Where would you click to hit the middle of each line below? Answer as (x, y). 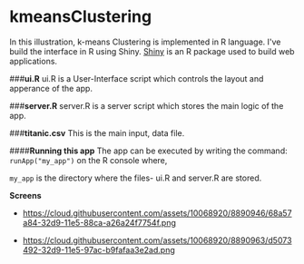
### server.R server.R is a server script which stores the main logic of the (147, 105)
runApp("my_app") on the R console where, (88, 160)
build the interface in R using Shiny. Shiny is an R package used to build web (152, 51)
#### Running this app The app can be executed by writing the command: (148, 151)
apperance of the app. (51, 88)
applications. (33, 61)
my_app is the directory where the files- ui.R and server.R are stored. (136, 178)
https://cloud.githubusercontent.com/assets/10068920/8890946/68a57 (157, 213)
